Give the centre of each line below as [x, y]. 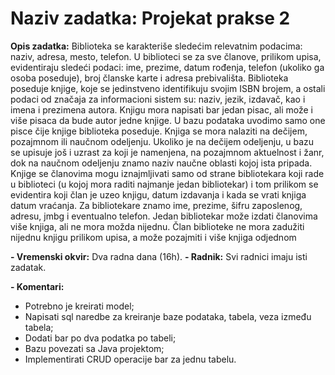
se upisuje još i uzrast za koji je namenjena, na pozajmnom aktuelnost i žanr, [167, 152]
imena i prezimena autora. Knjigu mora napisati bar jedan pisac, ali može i [161, 109]
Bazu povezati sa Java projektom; [94, 348]
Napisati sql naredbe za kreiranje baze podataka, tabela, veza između [168, 316]
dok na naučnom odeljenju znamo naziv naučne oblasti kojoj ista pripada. [161, 163]
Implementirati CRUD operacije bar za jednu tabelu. [130, 359]
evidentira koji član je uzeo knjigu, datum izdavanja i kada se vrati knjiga [158, 194]
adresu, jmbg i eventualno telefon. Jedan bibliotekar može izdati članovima [164, 216]
